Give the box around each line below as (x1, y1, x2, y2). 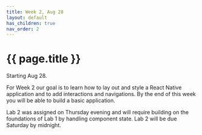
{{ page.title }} (6, 52, 81, 66)
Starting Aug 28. (6, 72, 47, 80)
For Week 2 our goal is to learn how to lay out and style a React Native (6, 84, 182, 91)
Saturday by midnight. (6, 122, 62, 129)
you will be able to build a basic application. (6, 97, 115, 104)
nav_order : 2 (6, 26, 39, 32)
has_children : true (6, 20, 56, 26)
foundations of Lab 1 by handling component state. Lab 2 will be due (6, 115, 177, 122)
